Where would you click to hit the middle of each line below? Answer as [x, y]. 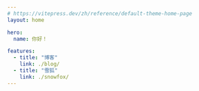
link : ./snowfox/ [44, 77]
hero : [15, 32]
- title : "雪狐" [35, 70]
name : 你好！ [30, 39]
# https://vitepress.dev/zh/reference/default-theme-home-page [100, 13]
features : [21, 51]
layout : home [26, 20]
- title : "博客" [35, 58]
